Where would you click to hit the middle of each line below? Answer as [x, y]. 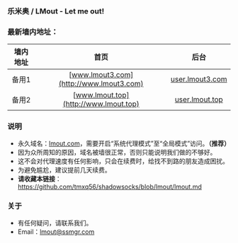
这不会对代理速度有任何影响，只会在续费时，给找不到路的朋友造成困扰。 [123, 161]
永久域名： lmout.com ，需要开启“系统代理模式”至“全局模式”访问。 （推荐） [124, 143]
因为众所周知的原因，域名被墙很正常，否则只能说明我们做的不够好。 [117, 152]
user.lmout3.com [199, 79]
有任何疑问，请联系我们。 [55, 223]
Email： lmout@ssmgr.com [56, 232]
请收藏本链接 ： [39, 179]
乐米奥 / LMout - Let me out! [56, 11]
